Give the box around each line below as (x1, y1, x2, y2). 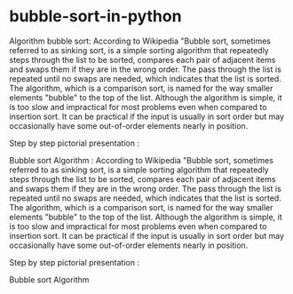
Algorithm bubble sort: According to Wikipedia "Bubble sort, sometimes (9, 36, 271, 46)
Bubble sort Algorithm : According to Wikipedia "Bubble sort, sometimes (9, 155, 273, 165)
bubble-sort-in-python (9, 6, 182, 27)
